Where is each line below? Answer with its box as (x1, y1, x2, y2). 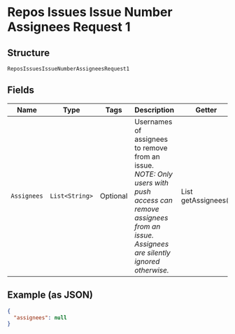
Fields (7, 85, 35, 96)
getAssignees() (180, 195, 232, 205)
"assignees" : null (13, 314, 68, 321)
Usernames (134, 117, 173, 126)
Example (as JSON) (7, 289, 93, 301)
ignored (134, 256, 160, 266)
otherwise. (134, 265, 169, 275)
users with (134, 177, 169, 187)
